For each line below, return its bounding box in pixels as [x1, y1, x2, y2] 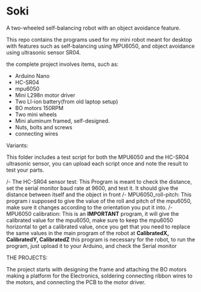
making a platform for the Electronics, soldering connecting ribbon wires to [6, 272, 193, 279]
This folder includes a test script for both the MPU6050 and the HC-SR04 [6, 153, 189, 161]
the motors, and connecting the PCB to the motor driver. [6, 278, 146, 285]
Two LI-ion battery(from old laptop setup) [14, 98, 119, 105]
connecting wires [14, 130, 59, 137]
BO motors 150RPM [14, 104, 64, 111]
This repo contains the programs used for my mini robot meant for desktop [6, 36, 193, 43]
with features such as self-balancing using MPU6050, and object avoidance [6, 42, 195, 50]
